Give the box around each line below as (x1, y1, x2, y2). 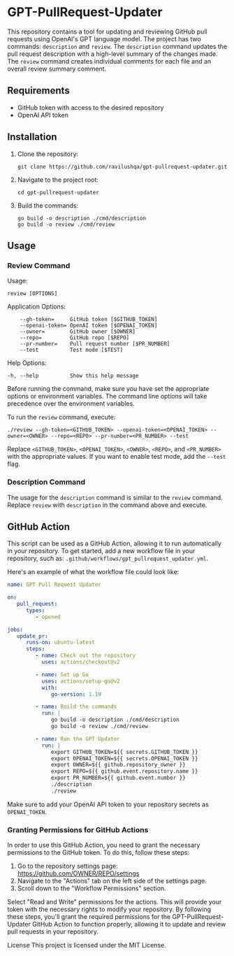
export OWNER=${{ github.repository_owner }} (51, 762, 187, 769)
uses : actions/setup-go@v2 (41, 678, 120, 685)
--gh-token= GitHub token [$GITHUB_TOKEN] (20, 316, 158, 323)
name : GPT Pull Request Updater (7, 581, 101, 588)
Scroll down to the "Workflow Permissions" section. (17, 884, 166, 892)
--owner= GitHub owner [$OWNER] (20, 328, 136, 336)
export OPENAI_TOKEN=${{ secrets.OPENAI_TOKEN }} (51, 755, 198, 762)
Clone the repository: (17, 150, 79, 158)
